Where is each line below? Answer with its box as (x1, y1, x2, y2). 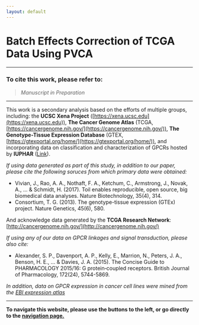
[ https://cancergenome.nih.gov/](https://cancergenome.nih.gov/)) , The (6, 125, 179, 132)
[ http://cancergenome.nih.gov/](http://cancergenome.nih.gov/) (6, 222, 159, 229)
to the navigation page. (6, 312, 65, 319)
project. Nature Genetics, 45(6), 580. (14, 204, 105, 212)
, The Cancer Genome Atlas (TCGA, (65, 118, 154, 125)
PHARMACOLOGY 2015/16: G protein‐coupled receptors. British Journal (14, 264, 190, 272)
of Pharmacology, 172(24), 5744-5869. (14, 271, 110, 278)
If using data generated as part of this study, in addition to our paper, (6, 162, 176, 169)
